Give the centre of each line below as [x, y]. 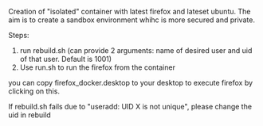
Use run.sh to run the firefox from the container [97, 67]
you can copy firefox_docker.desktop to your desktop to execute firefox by [131, 83]
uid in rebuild [30, 115]
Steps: [19, 35]
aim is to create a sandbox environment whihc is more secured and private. [131, 20]
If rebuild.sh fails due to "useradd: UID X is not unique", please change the [130, 107]
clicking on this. [34, 91]
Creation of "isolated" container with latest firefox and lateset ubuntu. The [130, 11]
